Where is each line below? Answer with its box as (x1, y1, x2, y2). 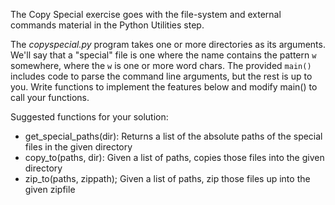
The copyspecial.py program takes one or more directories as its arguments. (10, 39, 326, 50)
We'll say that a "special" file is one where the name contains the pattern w (10, 49, 317, 61)
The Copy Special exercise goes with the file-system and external (10, 9, 282, 20)
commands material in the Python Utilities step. (10, 19, 205, 31)
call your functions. (10, 92, 90, 103)
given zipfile (24, 184, 76, 195)
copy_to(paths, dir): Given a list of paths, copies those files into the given (24, 152, 325, 163)
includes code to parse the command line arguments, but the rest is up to (10, 70, 313, 82)
